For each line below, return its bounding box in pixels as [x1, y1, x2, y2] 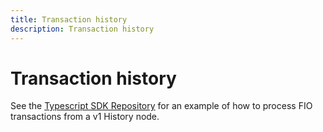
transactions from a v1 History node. [10, 111, 160, 123]
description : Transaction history [10, 24, 155, 34]
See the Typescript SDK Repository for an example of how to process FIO [10, 100, 313, 112]
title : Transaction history [10, 14, 128, 25]
